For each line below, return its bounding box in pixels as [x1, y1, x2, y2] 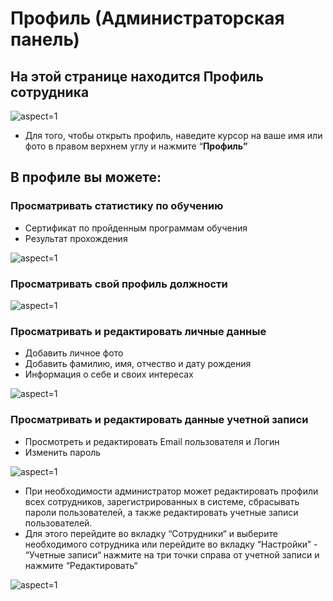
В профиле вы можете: [10, 169, 162, 186]
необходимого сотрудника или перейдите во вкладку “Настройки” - [24, 538, 318, 550]
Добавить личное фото [24, 347, 124, 359]
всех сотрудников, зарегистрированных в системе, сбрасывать [24, 495, 300, 507]
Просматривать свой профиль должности [10, 277, 228, 291]
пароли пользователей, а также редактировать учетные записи [24, 506, 299, 518]
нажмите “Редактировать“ [24, 559, 138, 571]
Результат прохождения [24, 232, 128, 244]
